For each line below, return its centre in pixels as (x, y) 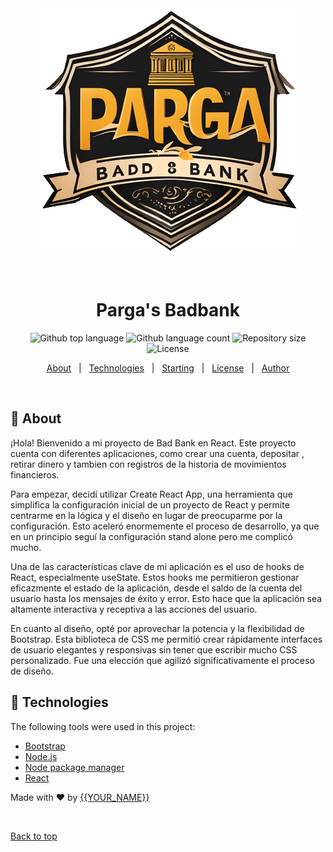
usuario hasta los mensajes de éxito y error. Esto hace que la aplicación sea (166, 598)
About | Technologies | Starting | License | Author (168, 368)
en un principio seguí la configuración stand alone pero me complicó (151, 536)
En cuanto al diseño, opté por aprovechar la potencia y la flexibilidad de (157, 628)
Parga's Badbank (168, 310)
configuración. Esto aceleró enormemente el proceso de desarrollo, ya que (165, 526)
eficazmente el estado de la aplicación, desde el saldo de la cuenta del (156, 588)
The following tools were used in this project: (103, 726)
